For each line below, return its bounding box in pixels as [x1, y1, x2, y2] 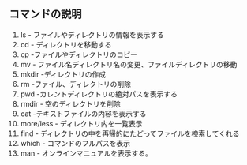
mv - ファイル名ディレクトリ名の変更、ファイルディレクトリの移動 [20, 59, 238, 69]
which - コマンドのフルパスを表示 [20, 138, 131, 148]
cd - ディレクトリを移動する [20, 39, 112, 49]
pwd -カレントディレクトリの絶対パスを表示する [20, 89, 178, 99]
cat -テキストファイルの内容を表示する [20, 109, 147, 118]
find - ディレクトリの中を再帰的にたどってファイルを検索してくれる [20, 129, 240, 138]
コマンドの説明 [9, 7, 82, 21]
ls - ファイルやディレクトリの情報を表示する [20, 30, 164, 39]
